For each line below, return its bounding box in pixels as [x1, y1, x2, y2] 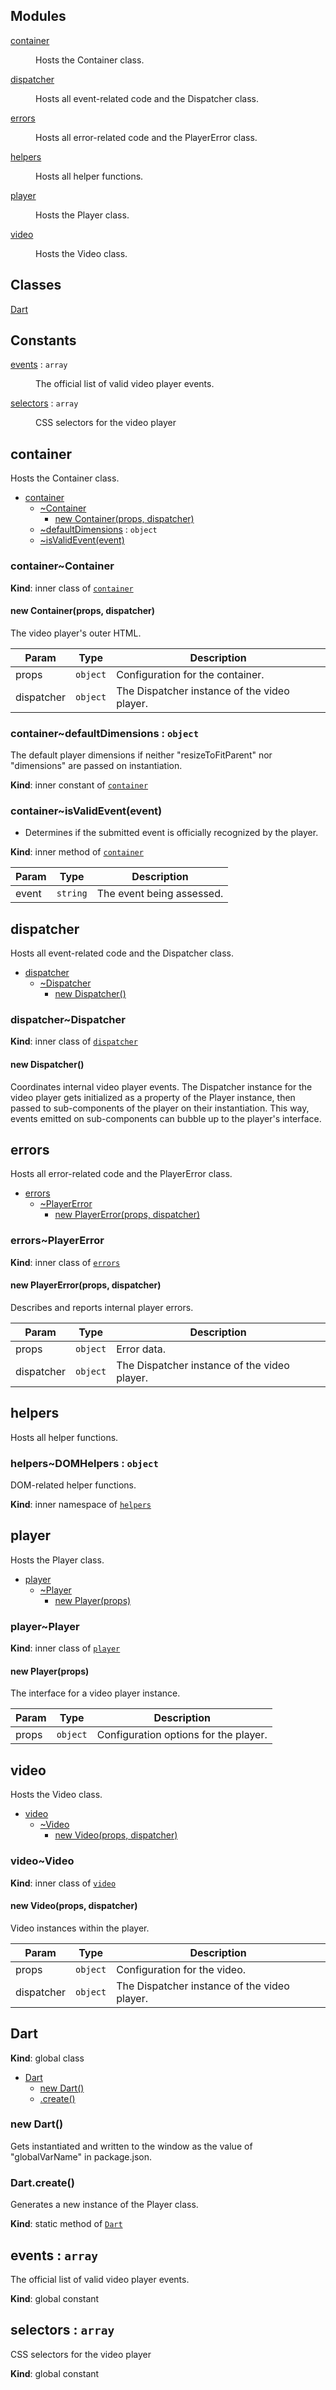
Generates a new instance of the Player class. [10, 2199, 199, 2211]
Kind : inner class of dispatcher [10, 1035, 138, 1048]
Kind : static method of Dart [10, 2218, 123, 2230]
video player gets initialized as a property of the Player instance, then [10, 1091, 296, 1103]
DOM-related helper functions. [10, 1479, 137, 1491]
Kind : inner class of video [10, 1877, 117, 1889]
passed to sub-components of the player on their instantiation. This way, [10, 1102, 310, 1114]
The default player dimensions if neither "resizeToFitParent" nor [10, 749, 273, 761]
